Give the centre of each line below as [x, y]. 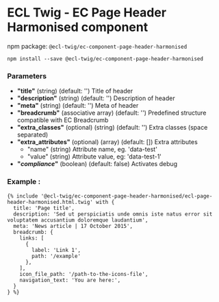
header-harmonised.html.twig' [50, 202]
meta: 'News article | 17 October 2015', [73, 226]
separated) [33, 135]
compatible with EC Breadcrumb [63, 120]
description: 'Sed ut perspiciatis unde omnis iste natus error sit [113, 214]
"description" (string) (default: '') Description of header [96, 98]
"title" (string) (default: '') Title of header [75, 91]
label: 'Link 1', [56, 250]
